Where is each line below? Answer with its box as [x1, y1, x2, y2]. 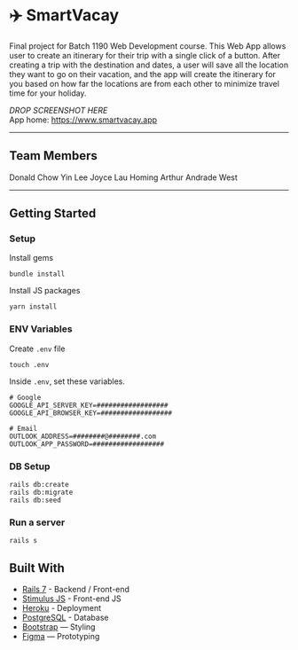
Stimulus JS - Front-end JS [21, 593, 122, 604]
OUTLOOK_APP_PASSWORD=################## [9, 439, 165, 449]
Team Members [9, 148, 98, 163]
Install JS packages [9, 286, 81, 296]
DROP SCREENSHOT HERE [9, 105, 108, 115]
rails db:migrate [9, 488, 74, 497]
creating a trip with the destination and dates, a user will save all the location [9, 59, 289, 70]
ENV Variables [9, 323, 73, 335]
